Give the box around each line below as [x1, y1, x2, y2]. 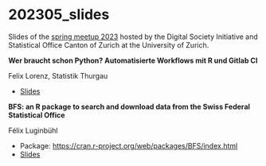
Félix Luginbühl [8, 125, 58, 135]
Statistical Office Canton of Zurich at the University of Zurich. [8, 40, 209, 49]
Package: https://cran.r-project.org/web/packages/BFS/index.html [19, 141, 238, 150]
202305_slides [8, 6, 110, 24]
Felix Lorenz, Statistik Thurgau [8, 71, 108, 80]
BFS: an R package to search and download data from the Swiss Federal [8, 102, 251, 111]
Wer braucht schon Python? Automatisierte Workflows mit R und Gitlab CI [8, 56, 258, 65]
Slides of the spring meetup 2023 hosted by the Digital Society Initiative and [8, 32, 259, 41]
